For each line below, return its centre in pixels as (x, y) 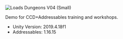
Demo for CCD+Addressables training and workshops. (62, 17)
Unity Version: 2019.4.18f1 (39, 27)
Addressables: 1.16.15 (34, 32)
